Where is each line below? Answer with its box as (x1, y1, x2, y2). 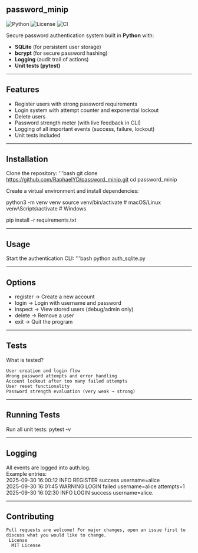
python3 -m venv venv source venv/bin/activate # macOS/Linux (6, 199, 161, 206)
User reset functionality (6, 383, 70, 389)
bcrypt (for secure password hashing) (14, 50, 108, 57)
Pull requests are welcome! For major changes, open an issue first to (6, 527, 186, 533)
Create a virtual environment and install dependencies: (6, 187, 139, 195)
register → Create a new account (14, 293, 95, 300)
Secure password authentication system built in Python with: (6, 32, 154, 39)
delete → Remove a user (14, 312, 74, 319)
